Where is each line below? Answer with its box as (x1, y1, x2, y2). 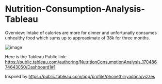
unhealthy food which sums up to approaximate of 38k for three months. (5, 35, 150, 41)
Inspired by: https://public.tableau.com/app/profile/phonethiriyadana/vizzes (5, 73, 155, 79)
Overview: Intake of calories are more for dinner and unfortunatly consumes (5, 30, 157, 35)
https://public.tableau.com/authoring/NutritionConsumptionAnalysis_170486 (5, 59, 157, 65)
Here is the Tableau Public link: (5, 53, 67, 59)
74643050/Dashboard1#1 (5, 64, 56, 70)
